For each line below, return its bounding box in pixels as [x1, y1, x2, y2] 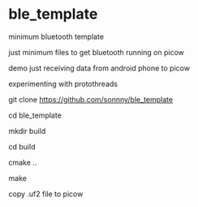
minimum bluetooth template [8, 32, 104, 41]
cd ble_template [8, 110, 62, 120]
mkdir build [8, 126, 46, 136]
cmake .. [8, 157, 37, 167]
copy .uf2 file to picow [8, 188, 84, 199]
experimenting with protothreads [8, 79, 118, 88]
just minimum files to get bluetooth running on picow [8, 47, 185, 57]
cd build [8, 141, 36, 151]
